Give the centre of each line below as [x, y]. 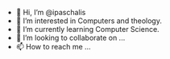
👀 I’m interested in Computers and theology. [89, 21]
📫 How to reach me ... [53, 47]
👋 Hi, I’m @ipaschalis [51, 12]
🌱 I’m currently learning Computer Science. [87, 29]
